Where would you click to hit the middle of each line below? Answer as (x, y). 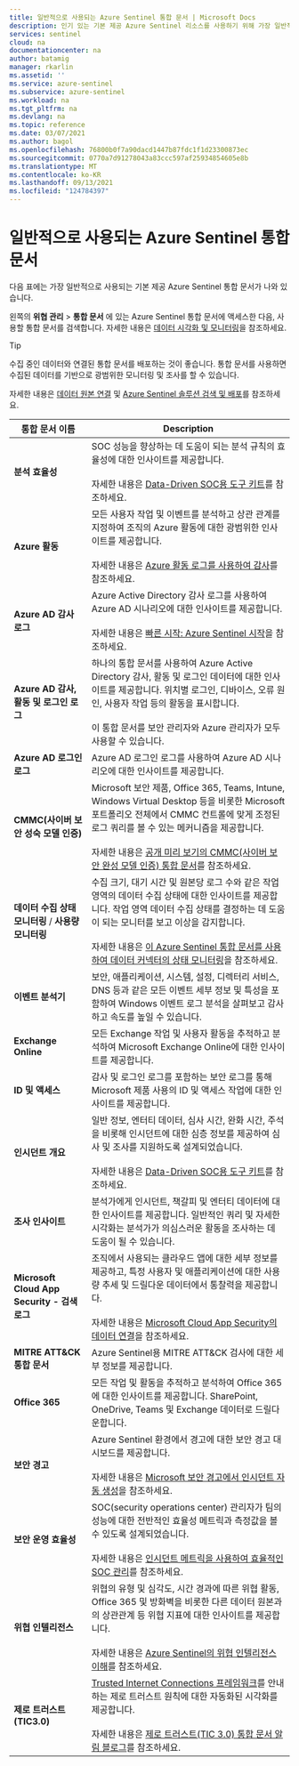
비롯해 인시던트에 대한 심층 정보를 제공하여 (186, 1133)
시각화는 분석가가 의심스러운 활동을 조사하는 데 (183, 1228)
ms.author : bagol (41, 141)
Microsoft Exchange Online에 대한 (189, 1046)
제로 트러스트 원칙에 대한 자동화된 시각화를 (194, 1696)
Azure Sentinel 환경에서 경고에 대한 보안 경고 (181, 1439)
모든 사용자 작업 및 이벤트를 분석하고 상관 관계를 (186, 514)
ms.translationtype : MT (53, 166)
